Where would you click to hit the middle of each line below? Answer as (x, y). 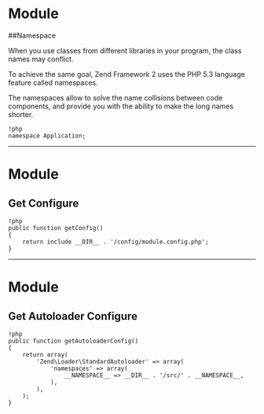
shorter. (21, 114)
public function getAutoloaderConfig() (73, 341)
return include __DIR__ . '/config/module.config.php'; (116, 242)
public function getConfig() (56, 228)
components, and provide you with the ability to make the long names (121, 106)
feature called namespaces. (53, 82)
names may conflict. (41, 59)
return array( (45, 354)
